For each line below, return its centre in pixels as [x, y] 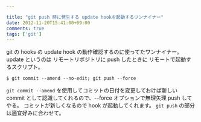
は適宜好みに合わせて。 [35, 113]
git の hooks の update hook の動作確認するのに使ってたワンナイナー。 [94, 52]
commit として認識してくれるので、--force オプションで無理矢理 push [93, 98]
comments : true [25, 28]
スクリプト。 [27, 67]
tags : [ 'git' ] [24, 34]
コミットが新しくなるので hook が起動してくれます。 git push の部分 [109, 106]
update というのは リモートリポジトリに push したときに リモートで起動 [96, 59]
